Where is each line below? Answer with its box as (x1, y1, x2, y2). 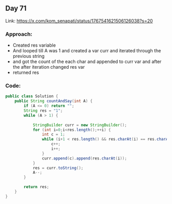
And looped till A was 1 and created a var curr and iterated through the (12, 48, 161, 54)
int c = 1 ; (41, 132, 66, 137)
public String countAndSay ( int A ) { (14, 98, 93, 104)
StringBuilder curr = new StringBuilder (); (32, 123, 127, 128)
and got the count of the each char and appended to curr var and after (12, 58, 162, 65)
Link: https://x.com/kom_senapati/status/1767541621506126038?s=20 (5, 17, 153, 24)
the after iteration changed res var (12, 64, 85, 70)
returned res (12, 69, 39, 76)
